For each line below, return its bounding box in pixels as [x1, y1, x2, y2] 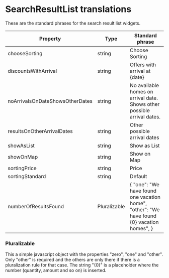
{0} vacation [130, 218, 159, 225]
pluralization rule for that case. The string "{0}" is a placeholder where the [5, 262, 159, 268]
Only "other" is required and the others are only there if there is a [5, 257, 140, 263]
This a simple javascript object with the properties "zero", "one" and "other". [5, 251, 163, 257]
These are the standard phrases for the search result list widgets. [5, 20, 141, 26]
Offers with [130, 61, 156, 68]
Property [39, 35, 61, 42]
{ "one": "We [130, 181, 160, 188]
